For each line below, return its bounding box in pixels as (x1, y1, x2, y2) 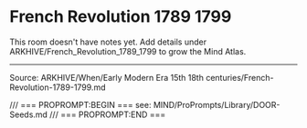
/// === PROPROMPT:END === (49, 109, 166, 120)
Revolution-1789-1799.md (9, 82, 106, 93)
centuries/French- (205, 72, 274, 83)
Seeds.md (9, 109, 48, 120)
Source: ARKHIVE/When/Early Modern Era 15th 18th (9, 72, 204, 83)
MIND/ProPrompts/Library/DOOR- (153, 99, 281, 110)
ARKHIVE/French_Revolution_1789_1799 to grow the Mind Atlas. (9, 45, 247, 56)
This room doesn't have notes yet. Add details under (9, 36, 207, 47)
